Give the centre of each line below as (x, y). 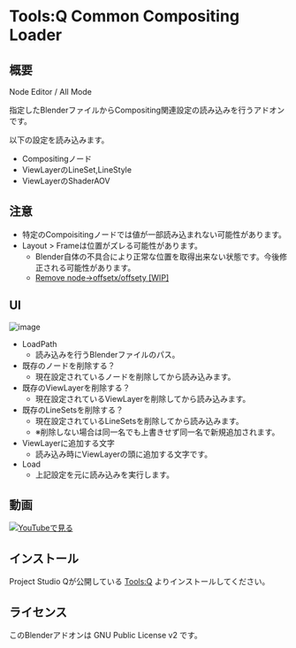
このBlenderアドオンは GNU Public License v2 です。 (106, 636)
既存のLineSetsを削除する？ (72, 410)
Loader (36, 35)
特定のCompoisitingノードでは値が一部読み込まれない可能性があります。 (154, 234)
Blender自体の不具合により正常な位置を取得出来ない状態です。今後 (157, 256)
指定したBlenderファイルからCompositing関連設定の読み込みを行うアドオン (147, 110)
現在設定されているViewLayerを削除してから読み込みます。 (143, 398)
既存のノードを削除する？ (68, 366)
